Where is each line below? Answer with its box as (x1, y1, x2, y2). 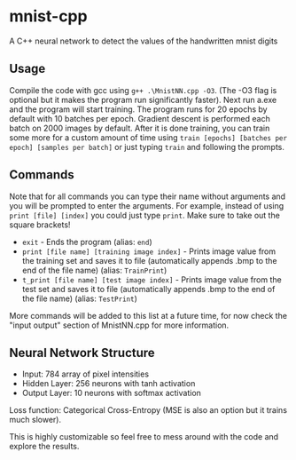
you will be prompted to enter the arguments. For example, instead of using (9, 200, 284, 210)
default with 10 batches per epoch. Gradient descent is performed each (9, 113, 270, 123)
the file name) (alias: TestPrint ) (21, 293, 137, 304)
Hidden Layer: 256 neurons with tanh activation (21, 378, 196, 389)
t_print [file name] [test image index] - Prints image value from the (21, 274, 282, 285)
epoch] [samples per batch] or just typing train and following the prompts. (9, 141, 285, 152)
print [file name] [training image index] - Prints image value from (21, 246, 277, 257)
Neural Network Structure (9, 345, 155, 361)
